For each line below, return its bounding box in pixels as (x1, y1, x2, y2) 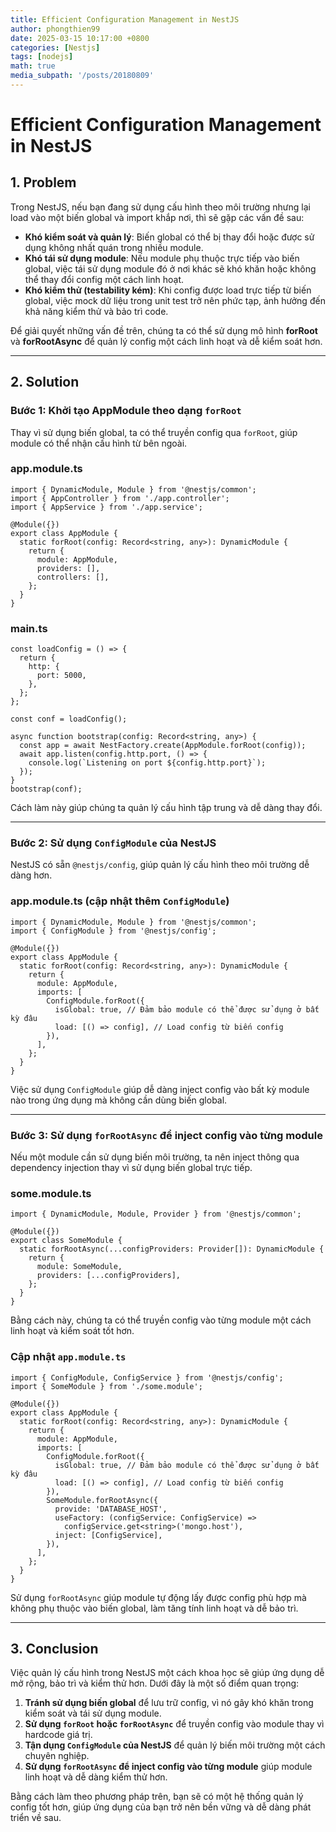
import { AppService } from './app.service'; (10, 502, 203, 512)
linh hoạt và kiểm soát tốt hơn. (10, 1325, 135, 1337)
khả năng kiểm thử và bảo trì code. (24, 305, 169, 317)
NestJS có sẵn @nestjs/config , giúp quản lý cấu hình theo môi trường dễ (10, 859, 310, 871)
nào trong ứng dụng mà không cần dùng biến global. (10, 1094, 228, 1106)
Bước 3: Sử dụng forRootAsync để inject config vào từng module (10, 1128, 323, 1142)
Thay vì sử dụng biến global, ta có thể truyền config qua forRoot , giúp (10, 426, 298, 438)
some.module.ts (10, 1186, 92, 1200)
